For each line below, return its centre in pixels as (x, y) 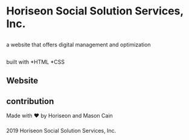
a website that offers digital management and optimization (78, 44)
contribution (30, 101)
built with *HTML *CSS (36, 62)
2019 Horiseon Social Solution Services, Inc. (61, 131)
